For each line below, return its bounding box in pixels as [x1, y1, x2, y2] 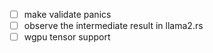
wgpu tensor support [23, 31, 111, 43]
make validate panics [23, 9, 112, 20]
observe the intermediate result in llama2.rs [23, 20, 204, 32]
